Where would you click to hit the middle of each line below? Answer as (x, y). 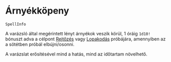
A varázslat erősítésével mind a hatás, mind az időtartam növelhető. (76, 54)
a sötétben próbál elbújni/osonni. (40, 44)
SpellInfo (16, 24)
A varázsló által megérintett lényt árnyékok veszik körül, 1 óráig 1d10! (78, 33)
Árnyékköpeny (37, 11)
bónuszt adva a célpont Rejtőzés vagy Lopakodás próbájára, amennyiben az (86, 39)
